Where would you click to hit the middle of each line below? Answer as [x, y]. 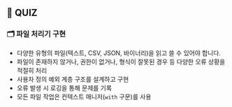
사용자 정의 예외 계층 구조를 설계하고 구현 [73, 79]
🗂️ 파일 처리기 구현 [36, 34]
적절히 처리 [32, 70]
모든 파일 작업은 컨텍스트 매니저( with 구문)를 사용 [84, 97]
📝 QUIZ [22, 13]
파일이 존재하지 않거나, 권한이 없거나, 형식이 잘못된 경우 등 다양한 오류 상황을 [121, 62]
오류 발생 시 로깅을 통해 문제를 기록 [64, 87]
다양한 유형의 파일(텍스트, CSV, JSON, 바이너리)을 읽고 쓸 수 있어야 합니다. [119, 52]
